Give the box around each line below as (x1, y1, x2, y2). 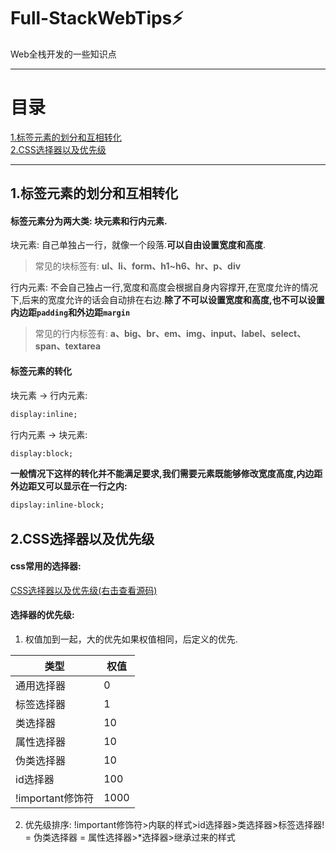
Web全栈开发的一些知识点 (10, 48, 117, 60)
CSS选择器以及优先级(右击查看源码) (10, 584, 158, 596)
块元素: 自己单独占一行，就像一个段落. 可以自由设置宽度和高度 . (10, 239, 267, 251)
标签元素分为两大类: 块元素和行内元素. (10, 215, 168, 227)
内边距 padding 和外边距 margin (10, 306, 131, 319)
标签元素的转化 (10, 365, 72, 377)
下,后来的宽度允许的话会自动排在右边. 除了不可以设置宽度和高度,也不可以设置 (10, 294, 325, 306)
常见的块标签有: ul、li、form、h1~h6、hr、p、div (34, 260, 242, 272)
